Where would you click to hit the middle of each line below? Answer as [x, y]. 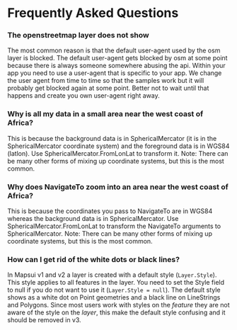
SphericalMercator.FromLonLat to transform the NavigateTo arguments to [114, 226]
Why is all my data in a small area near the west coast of [105, 114]
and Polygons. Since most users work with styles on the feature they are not [118, 305]
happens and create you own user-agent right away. [84, 96]
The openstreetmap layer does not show [79, 35]
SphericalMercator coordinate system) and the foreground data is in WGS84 [118, 146]
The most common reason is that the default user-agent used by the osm [114, 50]
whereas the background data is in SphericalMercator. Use [93, 219]
